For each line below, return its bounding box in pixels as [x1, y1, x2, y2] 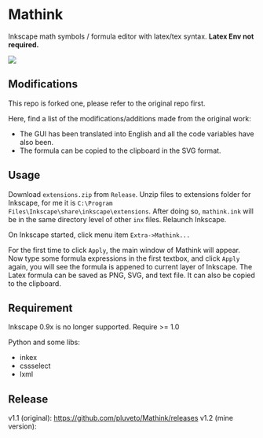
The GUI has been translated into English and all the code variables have [19, 128, 254, 139]
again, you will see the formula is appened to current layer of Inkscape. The [8, 262, 253, 271]
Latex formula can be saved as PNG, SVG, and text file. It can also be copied [8, 270, 255, 280]
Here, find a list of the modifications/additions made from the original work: [8, 113, 251, 123]
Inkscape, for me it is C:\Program [8, 198, 113, 207]
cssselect [19, 361, 51, 371]
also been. [19, 137, 53, 147]
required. [8, 39, 39, 49]
